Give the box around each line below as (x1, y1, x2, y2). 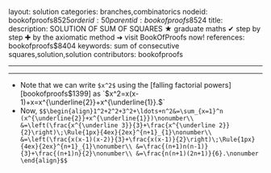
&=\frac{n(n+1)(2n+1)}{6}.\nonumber (135, 150, 260, 158)
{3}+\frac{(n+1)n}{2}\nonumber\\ (19, 150, 133, 158)
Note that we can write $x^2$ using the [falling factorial (19, 80, 202, 89)
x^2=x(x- (109, 89, 140, 98)
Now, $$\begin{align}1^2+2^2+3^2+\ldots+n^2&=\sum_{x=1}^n (19, 106, 223, 115)
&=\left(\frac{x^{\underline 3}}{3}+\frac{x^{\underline (19, 122, 216, 130)
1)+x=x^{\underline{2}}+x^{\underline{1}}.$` (19, 97, 165, 107)
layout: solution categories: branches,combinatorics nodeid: (8, 7, 208, 16)
